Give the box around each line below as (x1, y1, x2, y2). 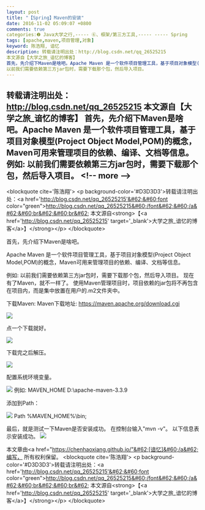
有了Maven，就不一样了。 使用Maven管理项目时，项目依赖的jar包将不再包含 (6, 279, 199, 287)
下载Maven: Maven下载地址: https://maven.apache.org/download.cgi (6, 300, 180, 307)
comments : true (6, 26, 45, 32)
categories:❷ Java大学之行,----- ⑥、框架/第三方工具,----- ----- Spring (6, 32, 188, 38)
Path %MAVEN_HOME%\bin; (13, 413, 87, 420)
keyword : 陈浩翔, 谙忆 (6, 43, 60, 50)
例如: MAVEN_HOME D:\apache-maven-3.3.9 (13, 386, 128, 394)
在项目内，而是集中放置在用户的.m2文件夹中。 (6, 287, 124, 294)
